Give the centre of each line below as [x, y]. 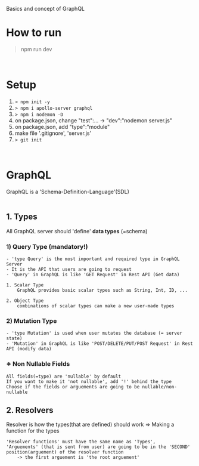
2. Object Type [25, 301]
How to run [34, 33]
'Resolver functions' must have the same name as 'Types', [81, 442]
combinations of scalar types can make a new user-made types [96, 306]
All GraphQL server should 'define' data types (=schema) [77, 231]
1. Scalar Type [25, 285]
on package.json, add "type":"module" [62, 126]
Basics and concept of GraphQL [46, 9]
